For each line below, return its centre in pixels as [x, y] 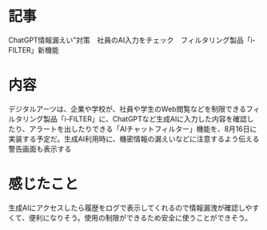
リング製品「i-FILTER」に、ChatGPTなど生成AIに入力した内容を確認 [135, 119]
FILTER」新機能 [34, 50]
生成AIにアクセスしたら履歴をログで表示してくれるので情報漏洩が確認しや [130, 208]
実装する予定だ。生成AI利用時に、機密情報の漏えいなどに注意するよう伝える [134, 139]
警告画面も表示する [40, 149]
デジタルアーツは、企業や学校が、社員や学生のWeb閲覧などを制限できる [127, 109]
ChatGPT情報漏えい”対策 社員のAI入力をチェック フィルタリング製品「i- [132, 40]
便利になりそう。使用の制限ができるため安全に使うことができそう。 [140, 217]
